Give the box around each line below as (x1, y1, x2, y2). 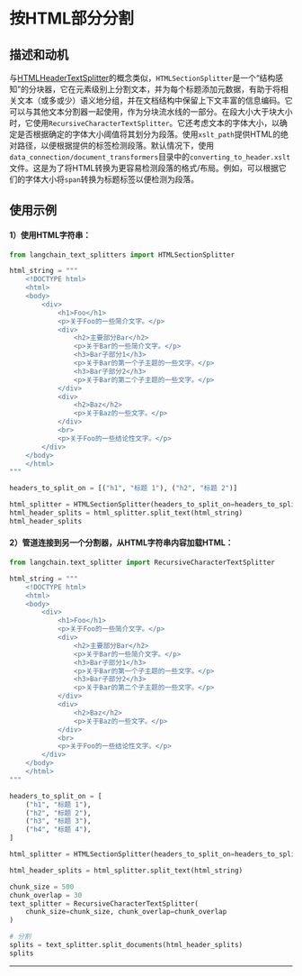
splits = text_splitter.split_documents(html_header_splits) (9, 941, 244, 950)
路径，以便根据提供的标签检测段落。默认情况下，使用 (16, 141, 214, 151)
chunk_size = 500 (9, 882, 75, 891)
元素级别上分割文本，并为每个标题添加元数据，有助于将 (75, 84, 281, 95)
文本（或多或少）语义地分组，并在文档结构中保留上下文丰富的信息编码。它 (16, 96, 293, 105)
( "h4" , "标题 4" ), (25, 825, 92, 835)
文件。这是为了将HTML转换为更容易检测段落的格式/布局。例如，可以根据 (9, 163, 280, 173)
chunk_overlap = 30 (9, 890, 83, 899)
